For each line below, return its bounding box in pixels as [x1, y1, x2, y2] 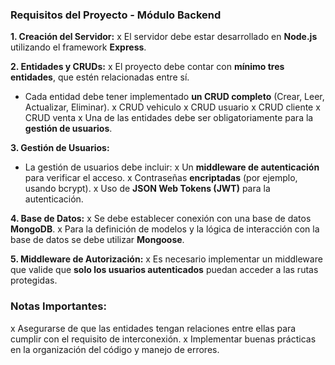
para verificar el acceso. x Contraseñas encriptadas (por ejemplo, [24, 172, 298, 184]
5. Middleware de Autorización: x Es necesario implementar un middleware [10, 253, 323, 265]
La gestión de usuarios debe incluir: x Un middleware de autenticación [24, 161, 320, 173]
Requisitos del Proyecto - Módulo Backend [10, 8, 222, 22]
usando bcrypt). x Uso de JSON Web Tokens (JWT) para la [24, 183, 271, 195]
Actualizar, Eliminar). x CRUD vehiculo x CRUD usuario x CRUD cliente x [24, 101, 321, 113]
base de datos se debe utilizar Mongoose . [10, 234, 185, 246]
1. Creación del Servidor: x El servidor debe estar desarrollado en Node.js [10, 31, 318, 43]
